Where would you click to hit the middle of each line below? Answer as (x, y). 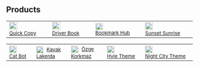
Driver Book (66, 33)
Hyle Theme (121, 56)
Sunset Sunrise (163, 33)
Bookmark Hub (113, 33)
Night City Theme (165, 56)
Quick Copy (23, 33)
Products (23, 10)
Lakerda (46, 56)
